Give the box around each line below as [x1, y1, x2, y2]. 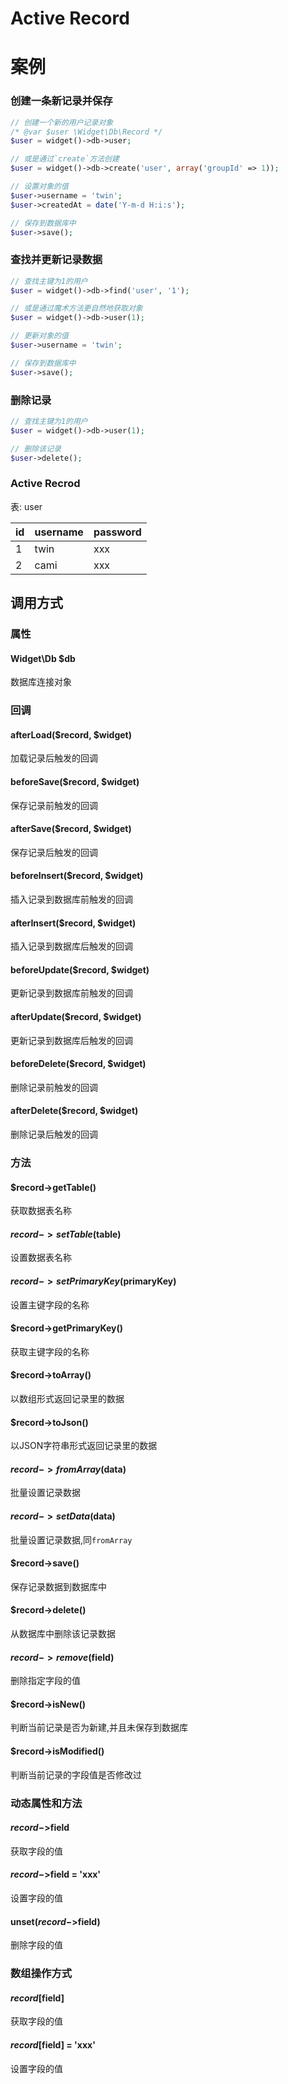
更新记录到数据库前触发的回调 [10, 987, 133, 999]
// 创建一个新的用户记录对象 [10, 117, 114, 127]
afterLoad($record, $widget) [10, 728, 132, 741]
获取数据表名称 [10, 1205, 72, 1217]
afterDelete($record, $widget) [10, 1105, 139, 1117]
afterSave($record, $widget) [10, 823, 132, 835]
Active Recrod [10, 477, 81, 491]
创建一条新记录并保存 [10, 94, 113, 108]
